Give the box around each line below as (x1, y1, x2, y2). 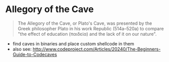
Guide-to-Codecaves (12, 51, 57, 57)
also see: (12, 46, 32, 52)
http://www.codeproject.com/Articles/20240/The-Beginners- (32, 46, 161, 52)
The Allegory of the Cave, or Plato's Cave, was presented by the (17, 20, 152, 26)
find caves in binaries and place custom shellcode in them (12, 40, 134, 46)
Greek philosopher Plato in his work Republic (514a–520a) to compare (17, 25, 164, 31)
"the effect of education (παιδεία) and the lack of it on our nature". (17, 31, 157, 37)
